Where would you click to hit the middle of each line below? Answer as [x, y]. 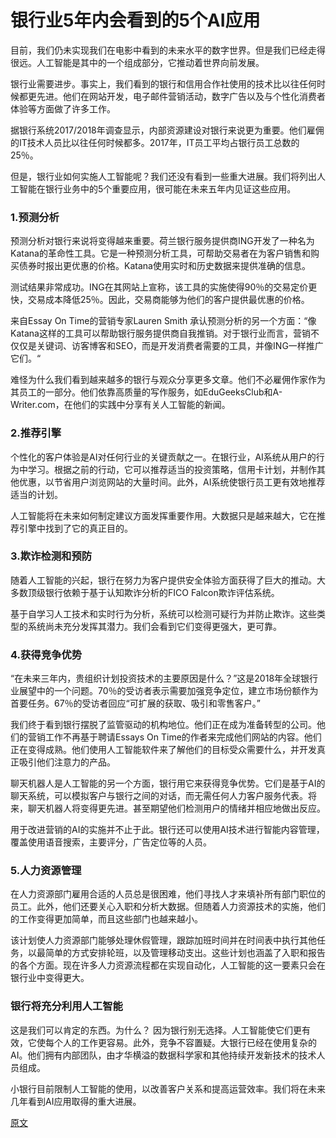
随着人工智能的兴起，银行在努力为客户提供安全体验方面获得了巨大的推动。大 [168, 580]
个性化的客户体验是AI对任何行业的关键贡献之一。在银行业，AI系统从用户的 [163, 457]
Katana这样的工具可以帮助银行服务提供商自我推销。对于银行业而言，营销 [160, 333]
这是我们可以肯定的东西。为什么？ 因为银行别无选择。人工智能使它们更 [156, 1030]
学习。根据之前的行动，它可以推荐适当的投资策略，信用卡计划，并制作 [172, 469]
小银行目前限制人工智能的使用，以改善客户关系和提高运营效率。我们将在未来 [168, 1088]
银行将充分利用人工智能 [66, 1006]
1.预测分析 [35, 217]
